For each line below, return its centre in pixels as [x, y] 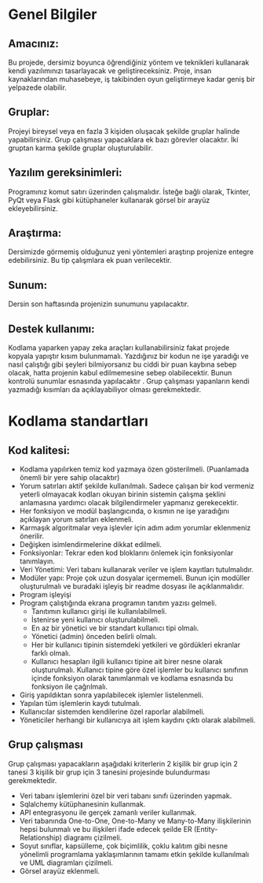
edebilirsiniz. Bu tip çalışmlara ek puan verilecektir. [90, 260]
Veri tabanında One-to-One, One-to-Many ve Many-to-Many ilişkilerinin [135, 821]
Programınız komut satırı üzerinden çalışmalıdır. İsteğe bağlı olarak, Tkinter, [130, 191]
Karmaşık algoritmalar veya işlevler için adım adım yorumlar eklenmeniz [135, 528]
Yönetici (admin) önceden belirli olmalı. [94, 637]
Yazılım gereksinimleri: [66, 173]
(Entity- [206, 829]
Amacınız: [33, 44]
